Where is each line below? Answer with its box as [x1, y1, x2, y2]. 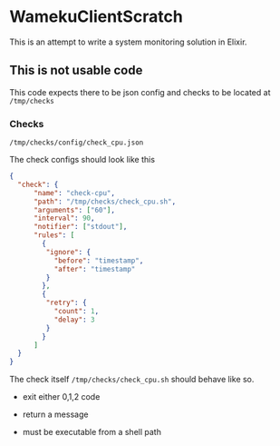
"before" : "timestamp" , [53, 256, 144, 265]
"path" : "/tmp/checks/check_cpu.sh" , [33, 197, 177, 206]
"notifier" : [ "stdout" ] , [33, 223, 128, 232]
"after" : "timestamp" [53, 264, 136, 273]
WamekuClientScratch [9, 6, 183, 27]
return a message [22, 409, 89, 420]
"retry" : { [45, 298, 88, 308]
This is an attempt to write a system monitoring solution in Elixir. [9, 36, 247, 47]
